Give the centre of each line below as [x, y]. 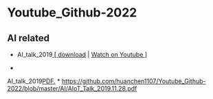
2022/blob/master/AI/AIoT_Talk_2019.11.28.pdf [72, 88]
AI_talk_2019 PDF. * [34, 81]
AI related [29, 38]
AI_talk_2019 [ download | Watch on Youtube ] [82, 54]
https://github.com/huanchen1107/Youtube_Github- [134, 81]
